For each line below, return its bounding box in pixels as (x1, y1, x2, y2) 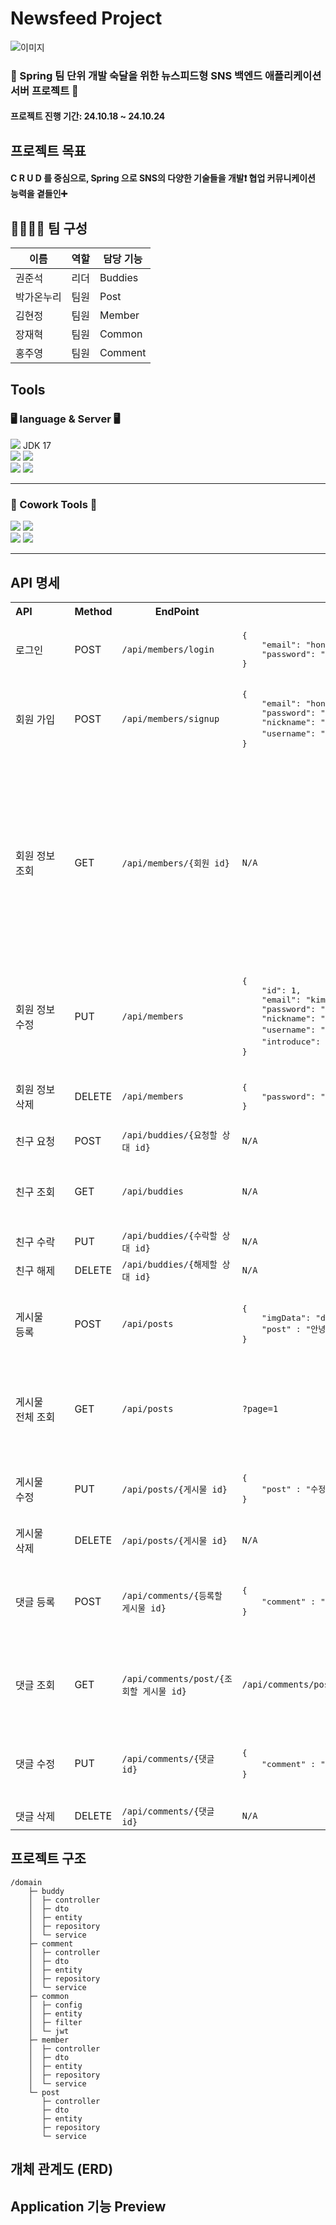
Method (74, 605, 113, 619)
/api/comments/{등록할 (121, 1590, 223, 1601)
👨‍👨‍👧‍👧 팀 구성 (10, 220, 88, 237)
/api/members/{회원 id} (121, 857, 230, 869)
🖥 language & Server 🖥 (10, 412, 121, 426)
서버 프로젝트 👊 (10, 83, 79, 97)
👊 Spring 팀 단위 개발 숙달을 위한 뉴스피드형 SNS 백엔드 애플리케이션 (10, 68, 322, 82)
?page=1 (241, 1403, 279, 1414)
